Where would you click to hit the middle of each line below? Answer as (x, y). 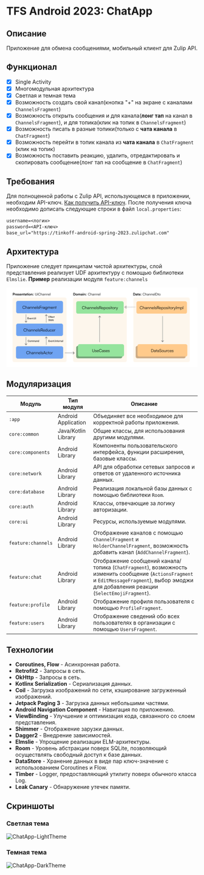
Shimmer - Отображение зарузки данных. (70, 729)
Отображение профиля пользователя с (144, 601)
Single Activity (33, 82)
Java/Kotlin (72, 431)
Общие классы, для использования (139, 431)
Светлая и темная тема (45, 95)
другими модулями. (119, 437)
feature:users (27, 623)
